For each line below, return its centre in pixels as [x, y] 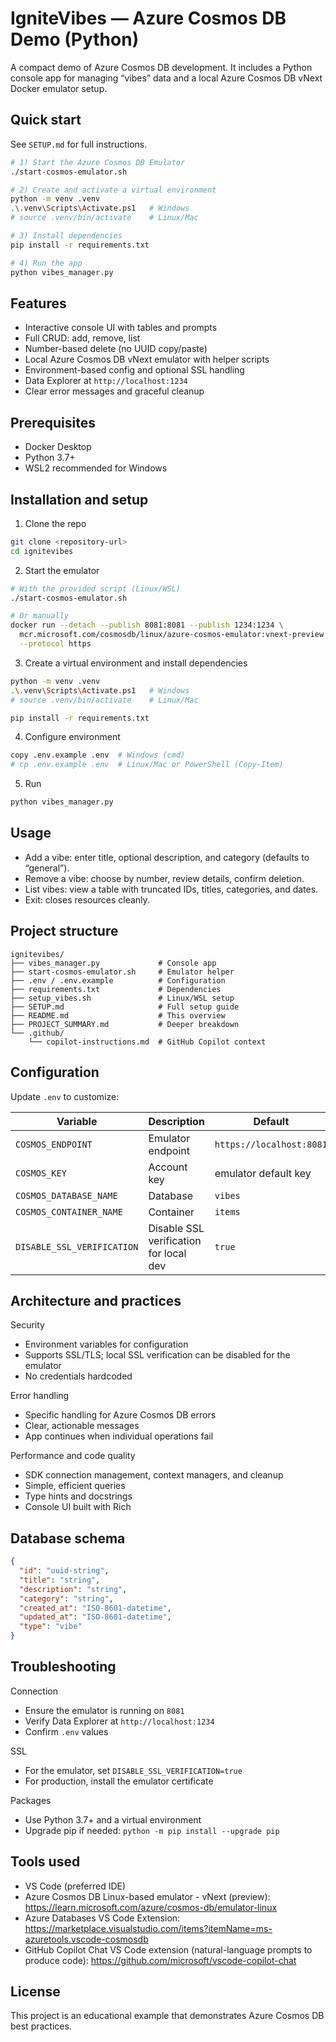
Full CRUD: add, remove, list [82, 338]
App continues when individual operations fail [119, 1436]
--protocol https [55, 644]
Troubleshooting [63, 1667]
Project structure [64, 931]
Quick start [46, 120]
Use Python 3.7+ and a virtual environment [113, 1819]
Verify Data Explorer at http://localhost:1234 [119, 1721]
